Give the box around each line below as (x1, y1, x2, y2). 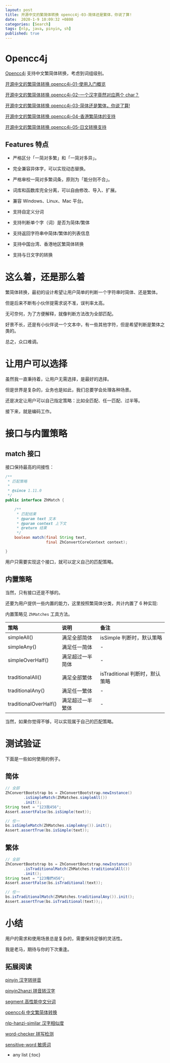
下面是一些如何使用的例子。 (5, 756, 63, 762)
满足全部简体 (61, 634, 93, 641)
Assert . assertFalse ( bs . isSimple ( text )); (5, 809, 92, 814)
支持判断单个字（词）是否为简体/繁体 (12, 219, 90, 226)
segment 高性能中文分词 (5, 998, 56, 1004)
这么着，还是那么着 (5, 271, 86, 283)
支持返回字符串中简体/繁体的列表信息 (12, 230, 90, 236)
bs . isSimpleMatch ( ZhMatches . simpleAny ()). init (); (5, 823, 112, 828)
